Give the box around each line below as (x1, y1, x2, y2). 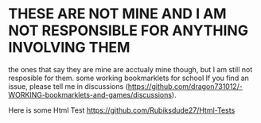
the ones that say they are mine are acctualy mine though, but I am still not (8, 64, 253, 74)
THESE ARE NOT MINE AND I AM (8, 5, 227, 23)
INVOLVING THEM (8, 39, 130, 56)
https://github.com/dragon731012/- (127, 81, 243, 91)
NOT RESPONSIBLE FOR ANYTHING (8, 21, 249, 40)
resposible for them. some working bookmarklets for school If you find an (8, 73, 249, 83)
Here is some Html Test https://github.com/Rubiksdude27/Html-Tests (8, 105, 236, 115)
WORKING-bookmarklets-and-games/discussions (8, 90, 173, 99)
